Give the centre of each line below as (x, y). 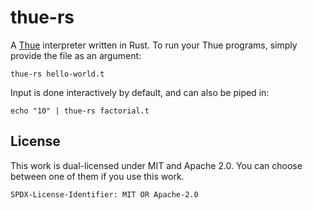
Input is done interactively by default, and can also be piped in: (140, 92)
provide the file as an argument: (76, 55)
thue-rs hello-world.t (57, 74)
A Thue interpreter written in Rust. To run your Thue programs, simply (154, 45)
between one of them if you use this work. (97, 176)
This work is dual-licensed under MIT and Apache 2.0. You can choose (156, 165)
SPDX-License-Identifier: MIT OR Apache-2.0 (104, 194)
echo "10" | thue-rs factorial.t (80, 111)
